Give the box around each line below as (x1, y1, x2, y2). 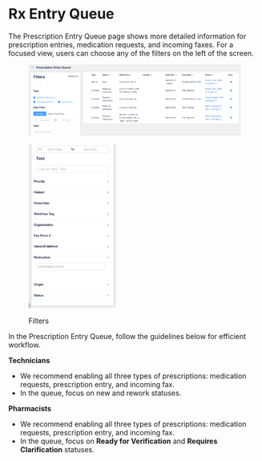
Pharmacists (8, 404, 52, 414)
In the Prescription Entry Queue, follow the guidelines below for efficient (8, 332, 247, 342)
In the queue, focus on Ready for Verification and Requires (19, 436, 218, 446)
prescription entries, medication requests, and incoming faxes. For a (8, 39, 234, 49)
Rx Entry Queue (8, 5, 115, 23)
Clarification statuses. (19, 445, 95, 455)
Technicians (8, 356, 50, 366)
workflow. (8, 340, 41, 350)
